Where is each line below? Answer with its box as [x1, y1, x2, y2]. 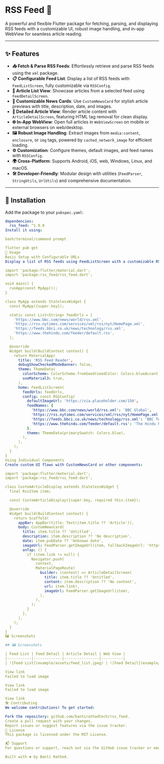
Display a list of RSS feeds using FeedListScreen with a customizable [5, 259, 154, 264]
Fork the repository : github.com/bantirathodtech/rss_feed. [5, 714, 130, 719]
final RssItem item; [9, 489, 51, 494]
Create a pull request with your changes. [5, 719, 93, 723]
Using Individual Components [5, 458, 64, 462]
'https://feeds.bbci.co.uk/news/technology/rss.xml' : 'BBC [31, 416, 154, 422]
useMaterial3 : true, [22, 376, 64, 381]
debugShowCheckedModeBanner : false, [18, 362, 93, 367]
